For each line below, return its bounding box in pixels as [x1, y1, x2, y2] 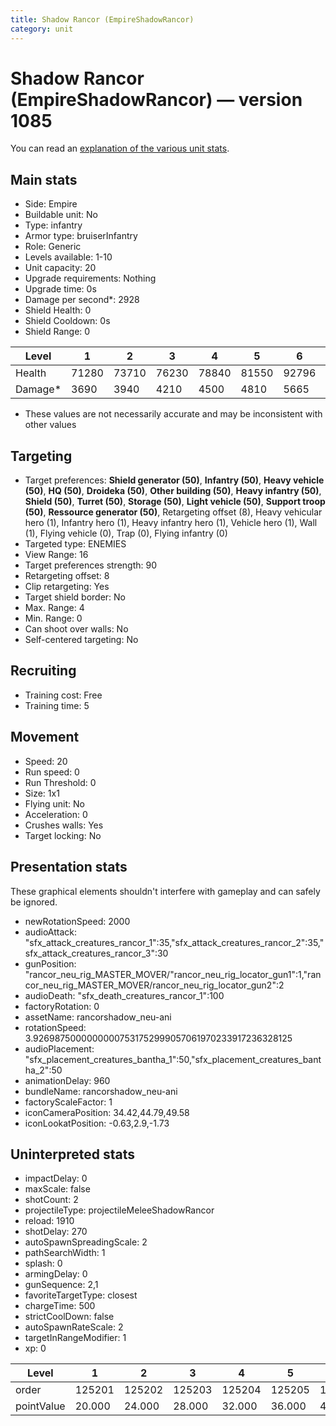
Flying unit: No [24, 797, 86, 810]
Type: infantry [24, 219, 83, 231]
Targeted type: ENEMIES [24, 538, 127, 550]
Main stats [10, 171, 78, 188]
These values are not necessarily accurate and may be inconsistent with [24, 408, 323, 420]
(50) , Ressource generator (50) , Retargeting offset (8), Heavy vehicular [24, 506, 323, 518]
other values [24, 419, 77, 431]
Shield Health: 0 [24, 304, 92, 316]
